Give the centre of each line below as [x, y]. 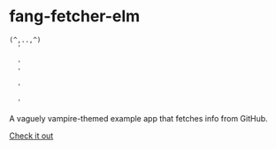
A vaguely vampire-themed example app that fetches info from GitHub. [138, 118]
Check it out [31, 136]
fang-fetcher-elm [75, 16]
